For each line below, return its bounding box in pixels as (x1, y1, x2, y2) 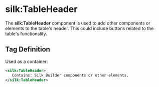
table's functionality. (5, 30, 48, 36)
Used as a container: (5, 58, 48, 64)
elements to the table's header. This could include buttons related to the (5, 25, 154, 31)
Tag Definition (5, 45, 50, 53)
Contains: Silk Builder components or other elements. (12, 72, 129, 78)
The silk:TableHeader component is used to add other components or (5, 20, 150, 26)
